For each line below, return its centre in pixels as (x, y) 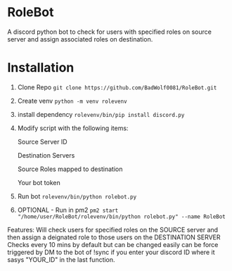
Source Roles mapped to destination (70, 169)
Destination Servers (46, 155)
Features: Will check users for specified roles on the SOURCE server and (113, 229)
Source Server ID (43, 141)
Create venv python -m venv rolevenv (72, 101)
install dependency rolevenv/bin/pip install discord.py (101, 114)
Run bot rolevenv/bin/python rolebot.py (77, 196)
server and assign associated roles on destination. (80, 39)
